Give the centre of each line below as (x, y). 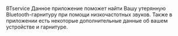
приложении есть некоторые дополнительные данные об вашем (87, 21)
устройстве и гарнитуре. (37, 27)
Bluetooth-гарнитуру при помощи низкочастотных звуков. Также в (89, 15)
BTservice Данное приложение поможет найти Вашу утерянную (86, 8)
